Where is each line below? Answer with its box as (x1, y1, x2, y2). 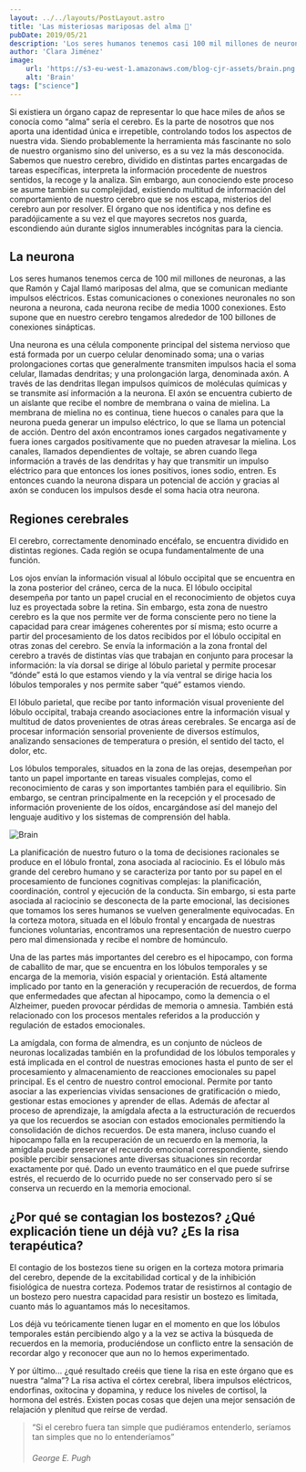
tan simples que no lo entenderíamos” (31, 1432, 175, 1443)
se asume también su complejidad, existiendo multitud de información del (9, 183, 286, 194)
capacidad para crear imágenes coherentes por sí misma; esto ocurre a (9, 621, 278, 632)
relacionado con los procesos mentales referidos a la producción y (9, 1010, 260, 1021)
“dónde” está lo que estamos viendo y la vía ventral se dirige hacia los (9, 670, 273, 681)
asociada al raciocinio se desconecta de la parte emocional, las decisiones (9, 895, 290, 906)
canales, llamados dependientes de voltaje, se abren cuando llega (9, 446, 258, 457)
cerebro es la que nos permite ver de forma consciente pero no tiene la (9, 611, 277, 622)
